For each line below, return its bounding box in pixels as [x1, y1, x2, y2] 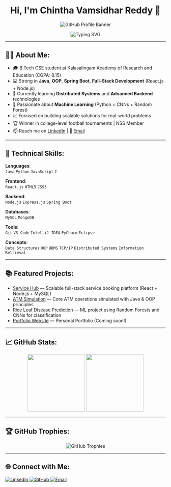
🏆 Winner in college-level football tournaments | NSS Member [12, 120, 144, 126]
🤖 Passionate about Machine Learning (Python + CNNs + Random [12, 101, 152, 107]
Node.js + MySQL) [12, 290, 52, 297]
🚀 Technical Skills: [5, 149, 65, 158]
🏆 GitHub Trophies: [5, 427, 70, 436]
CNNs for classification [12, 312, 62, 318]
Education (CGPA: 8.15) [12, 72, 62, 78]
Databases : [5, 208, 30, 214]
